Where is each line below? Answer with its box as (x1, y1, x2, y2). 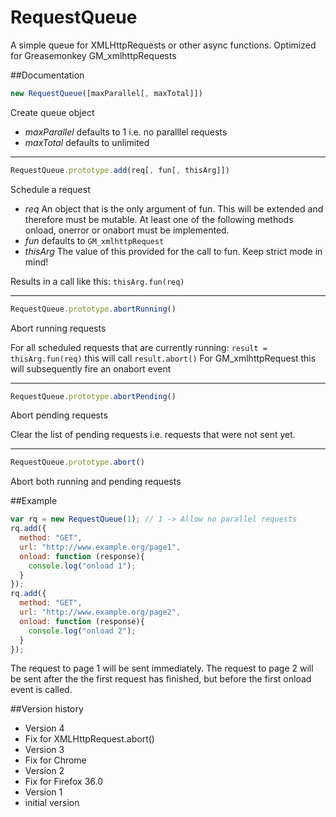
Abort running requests (10, 322, 107, 334)
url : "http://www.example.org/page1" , (19, 542, 182, 552)
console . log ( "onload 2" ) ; (28, 626, 137, 636)
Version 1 (24, 786, 63, 798)
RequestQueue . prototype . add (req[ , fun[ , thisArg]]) (10, 165, 230, 175)
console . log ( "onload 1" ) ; (28, 561, 137, 571)
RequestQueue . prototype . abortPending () (10, 391, 177, 401)
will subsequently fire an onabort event (10, 362, 172, 375)
